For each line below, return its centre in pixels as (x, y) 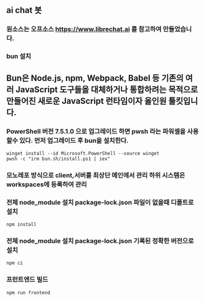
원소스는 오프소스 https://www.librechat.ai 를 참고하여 (84, 29)
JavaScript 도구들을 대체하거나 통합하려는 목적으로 (107, 89)
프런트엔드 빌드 (27, 280)
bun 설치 (19, 56)
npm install (21, 225)
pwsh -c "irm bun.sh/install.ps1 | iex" (59, 159)
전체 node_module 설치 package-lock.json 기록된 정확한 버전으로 (100, 241)
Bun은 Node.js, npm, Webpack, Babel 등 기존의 (95, 78)
